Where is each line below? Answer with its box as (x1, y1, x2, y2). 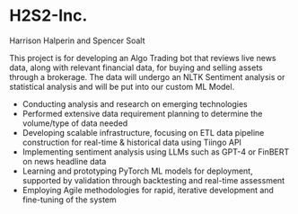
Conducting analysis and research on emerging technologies (22, 98, 249, 109)
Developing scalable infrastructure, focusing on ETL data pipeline (22, 127, 265, 138)
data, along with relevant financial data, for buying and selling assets (9, 62, 263, 73)
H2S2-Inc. (9, 5, 88, 26)
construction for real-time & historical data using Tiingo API (22, 137, 242, 147)
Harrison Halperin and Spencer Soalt (9, 35, 145, 46)
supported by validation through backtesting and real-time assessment (22, 174, 285, 185)
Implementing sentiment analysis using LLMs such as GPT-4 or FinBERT (22, 146, 290, 157)
